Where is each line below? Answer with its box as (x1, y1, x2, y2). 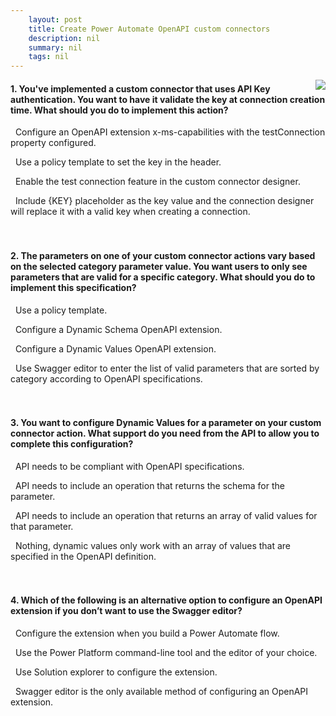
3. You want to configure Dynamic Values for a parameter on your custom (10, 417, 322, 429)
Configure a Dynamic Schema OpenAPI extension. (14, 323, 223, 335)
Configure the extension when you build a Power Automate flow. (14, 627, 280, 639)
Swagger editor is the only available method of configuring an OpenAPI (14, 685, 309, 697)
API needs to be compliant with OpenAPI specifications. (14, 460, 245, 472)
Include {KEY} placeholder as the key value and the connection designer (14, 195, 315, 207)
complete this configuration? (10, 438, 134, 450)
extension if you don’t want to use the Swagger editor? (10, 605, 243, 617)
